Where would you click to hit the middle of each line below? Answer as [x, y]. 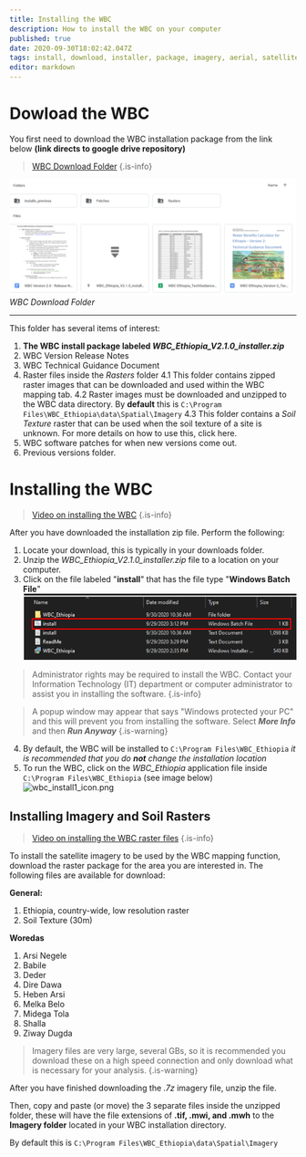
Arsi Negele [45, 955]
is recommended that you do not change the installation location [144, 758]
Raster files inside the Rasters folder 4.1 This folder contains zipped [149, 375]
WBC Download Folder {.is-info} [92, 166]
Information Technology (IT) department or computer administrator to [162, 684]
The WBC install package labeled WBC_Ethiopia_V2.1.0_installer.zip [153, 346]
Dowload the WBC [80, 114]
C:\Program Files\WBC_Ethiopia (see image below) [118, 778]
